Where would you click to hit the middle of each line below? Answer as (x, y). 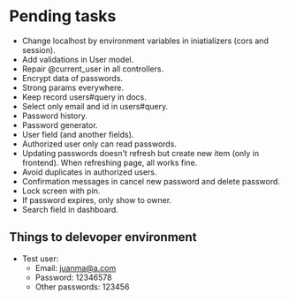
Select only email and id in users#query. (95, 106)
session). (38, 49)
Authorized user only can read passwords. (99, 144)
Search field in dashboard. (70, 209)
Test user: (40, 259)
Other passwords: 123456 (82, 286)
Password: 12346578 (73, 277)
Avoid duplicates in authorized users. (89, 172)
